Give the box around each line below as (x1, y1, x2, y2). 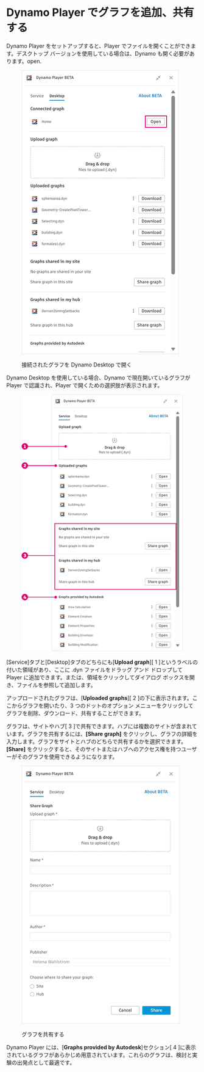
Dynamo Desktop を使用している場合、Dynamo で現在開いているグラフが (6, 374, 191, 381)
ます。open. (11, 57, 42, 65)
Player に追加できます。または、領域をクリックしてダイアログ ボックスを (6, 673, 190, 681)
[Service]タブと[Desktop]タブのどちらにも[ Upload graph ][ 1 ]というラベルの (6, 658, 198, 666)
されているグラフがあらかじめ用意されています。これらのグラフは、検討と (6, 1051, 192, 1059)
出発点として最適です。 (16, 1059, 76, 1066)
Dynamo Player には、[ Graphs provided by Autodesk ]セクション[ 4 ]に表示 (6, 1043, 197, 1051)
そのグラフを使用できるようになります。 (16, 753, 118, 760)
